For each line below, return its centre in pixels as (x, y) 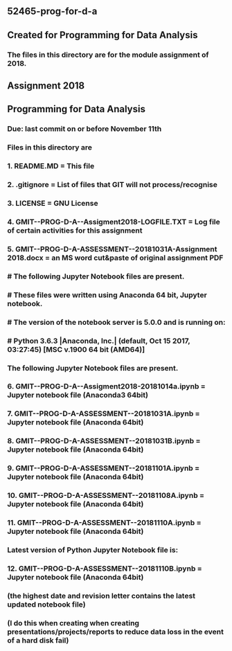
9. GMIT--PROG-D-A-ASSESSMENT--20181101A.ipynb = (104, 468)
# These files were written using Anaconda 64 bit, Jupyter (107, 295)
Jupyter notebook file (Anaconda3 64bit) (78, 395)
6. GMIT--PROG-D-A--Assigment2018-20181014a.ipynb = (106, 386)
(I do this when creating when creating (73, 623)
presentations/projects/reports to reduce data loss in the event (115, 632)
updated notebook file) (46, 604)
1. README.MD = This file (51, 166)
